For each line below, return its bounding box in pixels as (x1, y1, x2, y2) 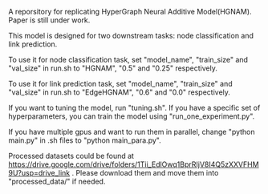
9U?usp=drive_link (8, 168, 71, 177)
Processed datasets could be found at (8, 152, 135, 160)
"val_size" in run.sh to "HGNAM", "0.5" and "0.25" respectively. (8, 63, 218, 73)
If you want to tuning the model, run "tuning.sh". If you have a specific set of (8, 103, 261, 112)
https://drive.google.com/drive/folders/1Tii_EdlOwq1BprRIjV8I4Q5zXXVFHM (8, 160, 259, 169)
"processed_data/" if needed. (8, 176, 106, 186)
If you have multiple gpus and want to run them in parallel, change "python (8, 127, 255, 136)
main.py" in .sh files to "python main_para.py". (8, 135, 162, 145)
